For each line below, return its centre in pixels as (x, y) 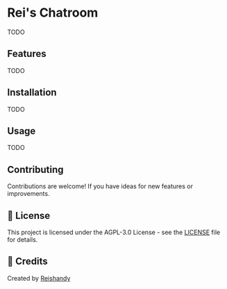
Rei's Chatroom (53, 13)
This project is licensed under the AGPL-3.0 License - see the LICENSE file (114, 232)
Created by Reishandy (39, 278)
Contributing (35, 169)
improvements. (28, 194)
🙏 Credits (28, 262)
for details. (23, 240)
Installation (32, 93)
